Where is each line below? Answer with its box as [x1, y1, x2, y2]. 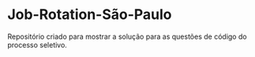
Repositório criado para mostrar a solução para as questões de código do [7, 32, 247, 41]
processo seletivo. [7, 40, 68, 49]
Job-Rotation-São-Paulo [7, 6, 172, 24]
